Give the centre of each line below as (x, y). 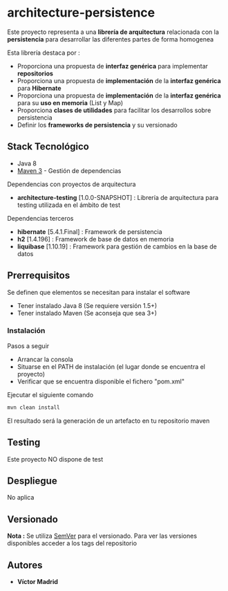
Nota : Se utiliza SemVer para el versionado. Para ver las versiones (102, 536)
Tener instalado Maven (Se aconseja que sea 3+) (87, 313)
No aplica (21, 498)
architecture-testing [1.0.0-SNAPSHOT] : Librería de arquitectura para (118, 197)
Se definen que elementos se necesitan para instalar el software (99, 292)
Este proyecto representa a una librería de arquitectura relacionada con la (113, 32)
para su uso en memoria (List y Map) (70, 102)
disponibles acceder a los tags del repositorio (72, 543)
